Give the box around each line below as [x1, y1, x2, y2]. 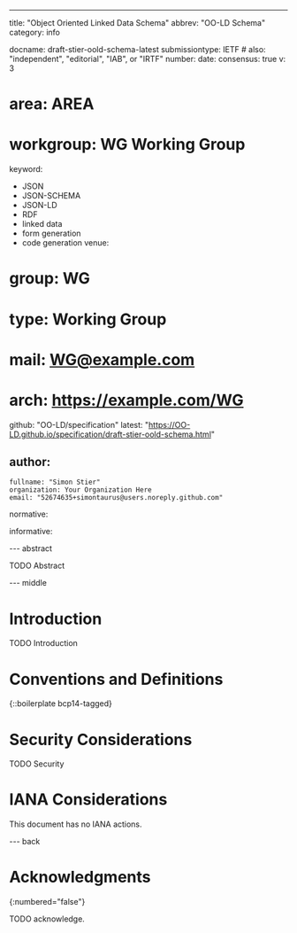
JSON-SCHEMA [21, 190, 81, 201]
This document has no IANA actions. [9, 819, 143, 829]
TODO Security [9, 758, 65, 769]
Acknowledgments [9, 867, 152, 887]
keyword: [9, 164, 43, 175]
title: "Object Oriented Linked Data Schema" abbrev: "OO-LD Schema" [9, 18, 266, 27]
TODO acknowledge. [9, 914, 86, 924]
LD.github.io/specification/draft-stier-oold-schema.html [9, 429, 212, 439]
